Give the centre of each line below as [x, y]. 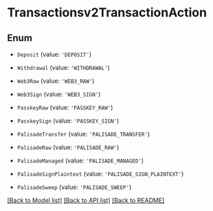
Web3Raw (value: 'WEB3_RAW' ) [56, 81]
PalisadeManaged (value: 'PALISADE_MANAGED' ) [80, 160]
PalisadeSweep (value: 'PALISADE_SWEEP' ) [74, 187]
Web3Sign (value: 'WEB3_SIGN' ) [59, 94]
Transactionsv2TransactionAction [107, 13]
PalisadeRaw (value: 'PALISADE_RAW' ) [68, 147]
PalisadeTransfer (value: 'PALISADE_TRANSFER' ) [83, 134]
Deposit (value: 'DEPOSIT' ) [54, 54]
